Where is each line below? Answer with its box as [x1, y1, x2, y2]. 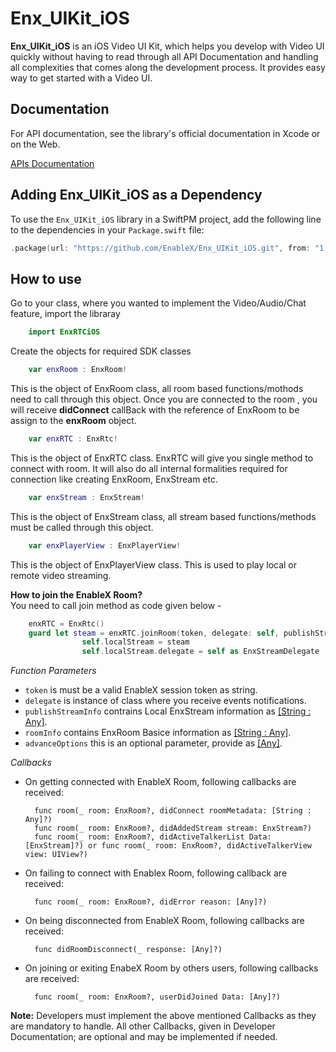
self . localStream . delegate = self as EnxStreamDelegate [81, 647, 320, 657]
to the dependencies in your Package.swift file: [10, 223, 205, 236]
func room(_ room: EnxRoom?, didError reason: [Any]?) [34, 897, 268, 907]
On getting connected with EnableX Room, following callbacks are [24, 776, 297, 788]
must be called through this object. [10, 521, 154, 533]
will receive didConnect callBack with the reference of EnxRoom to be [10, 404, 300, 416]
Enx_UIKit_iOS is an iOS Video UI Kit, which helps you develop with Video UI [10, 40, 325, 52]
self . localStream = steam [81, 637, 190, 647]
